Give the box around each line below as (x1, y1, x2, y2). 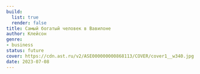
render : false (11, 20, 47, 26)
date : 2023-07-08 (6, 58, 50, 64)
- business (6, 42, 34, 48)
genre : (6, 36, 23, 42)
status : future (6, 48, 44, 54)
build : (6, 8, 23, 15)
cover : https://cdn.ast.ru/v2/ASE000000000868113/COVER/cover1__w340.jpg (6, 53, 195, 59)
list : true (11, 14, 39, 20)
